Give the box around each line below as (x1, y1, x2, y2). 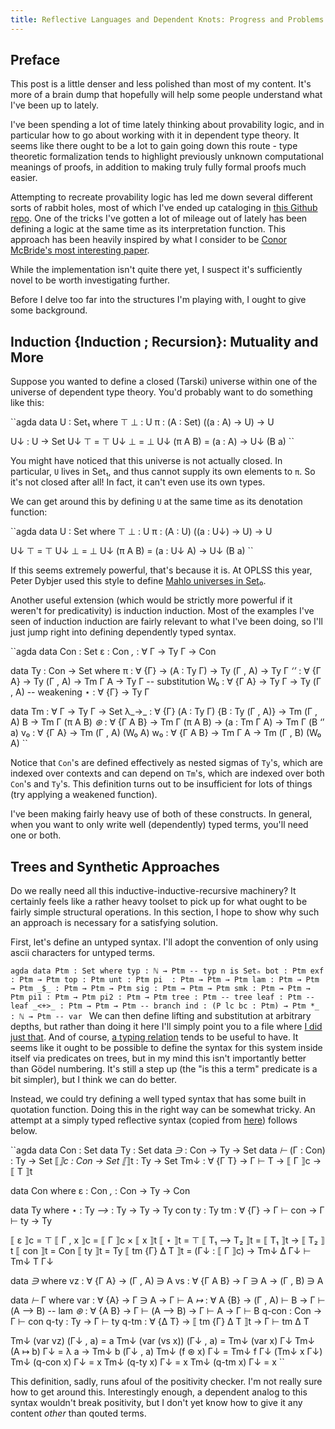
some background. (10, 304, 88, 316)
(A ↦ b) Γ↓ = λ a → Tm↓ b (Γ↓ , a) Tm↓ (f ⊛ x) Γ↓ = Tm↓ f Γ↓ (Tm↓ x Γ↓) (10, 1346, 323, 1358)
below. (10, 1125, 38, 1137)
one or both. (10, 829, 62, 841)
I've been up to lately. (10, 99, 99, 111)
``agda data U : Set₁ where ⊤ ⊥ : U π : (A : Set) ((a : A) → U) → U (10, 416, 275, 428)
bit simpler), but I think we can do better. (10, 1074, 177, 1086)
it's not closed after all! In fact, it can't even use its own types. (10, 476, 266, 488)
